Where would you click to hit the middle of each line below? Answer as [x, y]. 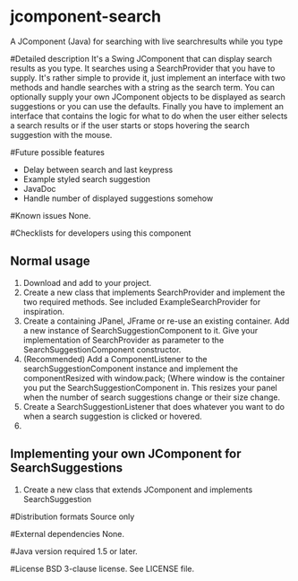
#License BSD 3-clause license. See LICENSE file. [102, 568]
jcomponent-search [86, 17]
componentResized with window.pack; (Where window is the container [154, 377]
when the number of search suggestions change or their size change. [152, 397]
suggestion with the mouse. [61, 134]
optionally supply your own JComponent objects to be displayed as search [148, 97]
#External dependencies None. [67, 533]
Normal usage [50, 261]
